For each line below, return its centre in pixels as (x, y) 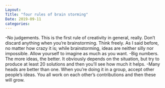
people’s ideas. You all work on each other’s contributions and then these (80, 75)
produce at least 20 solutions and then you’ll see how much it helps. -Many (82, 64)
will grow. (15, 80)
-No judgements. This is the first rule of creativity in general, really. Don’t (80, 38)
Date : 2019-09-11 (23, 19)
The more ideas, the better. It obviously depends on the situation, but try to (82, 59)
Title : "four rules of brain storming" (47, 14)
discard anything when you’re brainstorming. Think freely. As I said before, (82, 43)
